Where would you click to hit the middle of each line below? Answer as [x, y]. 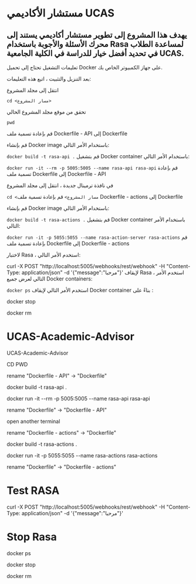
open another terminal [33, 421]
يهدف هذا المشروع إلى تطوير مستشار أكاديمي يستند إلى [97, 35]
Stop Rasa [32, 537]
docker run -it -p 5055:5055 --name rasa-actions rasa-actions [82, 455]
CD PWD [17, 364]
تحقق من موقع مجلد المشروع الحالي [46, 112]
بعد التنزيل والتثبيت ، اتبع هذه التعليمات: [49, 79]
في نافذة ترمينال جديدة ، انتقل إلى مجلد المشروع [60, 185]
